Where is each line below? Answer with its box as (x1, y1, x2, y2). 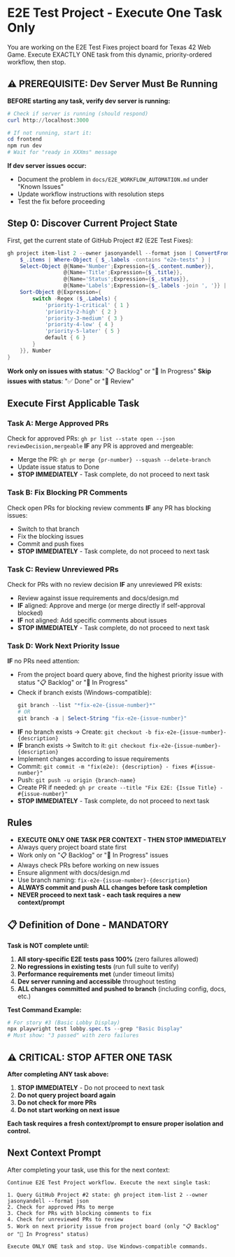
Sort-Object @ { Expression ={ (20, 289, 101, 296)
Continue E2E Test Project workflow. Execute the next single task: (7, 1179, 211, 1186)
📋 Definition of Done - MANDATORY (7, 919, 169, 931)
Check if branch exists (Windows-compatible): (17, 688, 152, 697)
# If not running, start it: (7, 129, 92, 136)
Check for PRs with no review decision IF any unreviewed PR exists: (7, 580, 203, 588)
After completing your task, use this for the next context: (7, 1165, 170, 1174)
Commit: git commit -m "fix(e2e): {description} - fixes (17, 762, 188, 770)
